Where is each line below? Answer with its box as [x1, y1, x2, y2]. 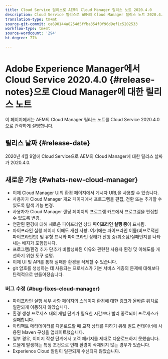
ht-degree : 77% [5, 36, 37, 41]
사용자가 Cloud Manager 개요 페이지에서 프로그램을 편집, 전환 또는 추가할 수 [12, 196, 162, 202]
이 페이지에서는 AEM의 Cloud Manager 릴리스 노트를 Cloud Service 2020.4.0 [5, 116, 160, 122]
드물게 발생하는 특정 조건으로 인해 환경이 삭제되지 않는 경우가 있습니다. [12, 341, 150, 347]
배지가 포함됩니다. [22, 240, 57, 246]
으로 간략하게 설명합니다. [5, 123, 54, 129]
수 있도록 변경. [12, 215, 41, 221]
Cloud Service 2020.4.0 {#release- [5, 74, 155, 85]
